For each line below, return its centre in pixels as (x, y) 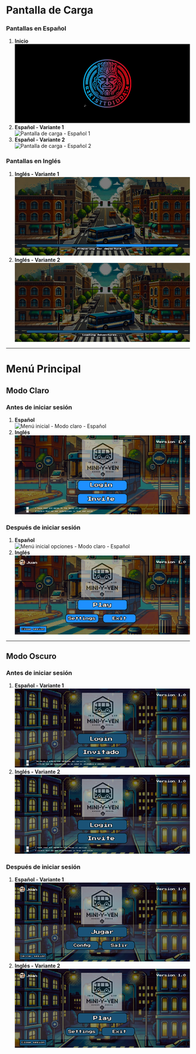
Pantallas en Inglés (34, 161)
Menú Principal (43, 369)
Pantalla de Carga (50, 10)
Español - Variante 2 (40, 140)
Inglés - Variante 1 (37, 174)
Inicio (21, 41)
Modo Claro (28, 390)
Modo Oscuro (31, 656)
